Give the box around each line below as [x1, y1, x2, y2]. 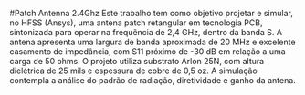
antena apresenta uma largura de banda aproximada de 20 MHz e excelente [9, 36, 296, 47]
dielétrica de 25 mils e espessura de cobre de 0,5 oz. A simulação [9, 65, 258, 76]
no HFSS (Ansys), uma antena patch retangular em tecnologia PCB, [9, 17, 263, 28]
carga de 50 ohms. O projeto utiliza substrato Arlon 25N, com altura [9, 56, 265, 66]
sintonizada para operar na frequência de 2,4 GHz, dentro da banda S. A [9, 27, 283, 37]
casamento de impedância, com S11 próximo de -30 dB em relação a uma [9, 46, 286, 57]
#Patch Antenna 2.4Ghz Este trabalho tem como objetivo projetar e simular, [9, 8, 294, 18]
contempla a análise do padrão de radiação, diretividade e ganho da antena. [9, 75, 297, 85]
